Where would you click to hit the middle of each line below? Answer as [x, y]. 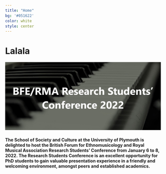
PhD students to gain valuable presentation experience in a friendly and [80, 161]
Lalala [18, 51]
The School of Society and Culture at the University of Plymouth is [75, 140]
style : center [20, 26]
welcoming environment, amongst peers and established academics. [78, 166]
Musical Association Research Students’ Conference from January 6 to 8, [82, 150]
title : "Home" [20, 10]
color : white [19, 21]
